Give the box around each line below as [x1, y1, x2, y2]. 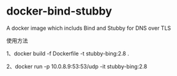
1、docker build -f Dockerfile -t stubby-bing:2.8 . [6, 50, 130, 57]
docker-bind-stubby [6, 4, 112, 18]
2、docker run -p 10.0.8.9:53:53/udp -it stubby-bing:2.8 [6, 63, 148, 70]
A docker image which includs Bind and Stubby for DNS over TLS [6, 24, 171, 32]
